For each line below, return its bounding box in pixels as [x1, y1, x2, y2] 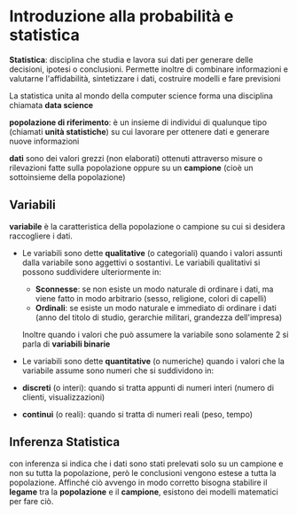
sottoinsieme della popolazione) [9, 171, 126, 183]
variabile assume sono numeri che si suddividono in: [21, 365, 215, 376]
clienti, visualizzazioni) [21, 392, 106, 402]
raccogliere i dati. [9, 230, 73, 241]
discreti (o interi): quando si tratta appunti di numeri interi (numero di [21, 382, 275, 393]
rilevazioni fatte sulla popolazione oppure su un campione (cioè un [9, 162, 254, 173]
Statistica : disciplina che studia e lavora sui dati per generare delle [9, 54, 254, 65]
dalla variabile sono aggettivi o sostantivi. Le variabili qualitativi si [21, 257, 261, 268]
